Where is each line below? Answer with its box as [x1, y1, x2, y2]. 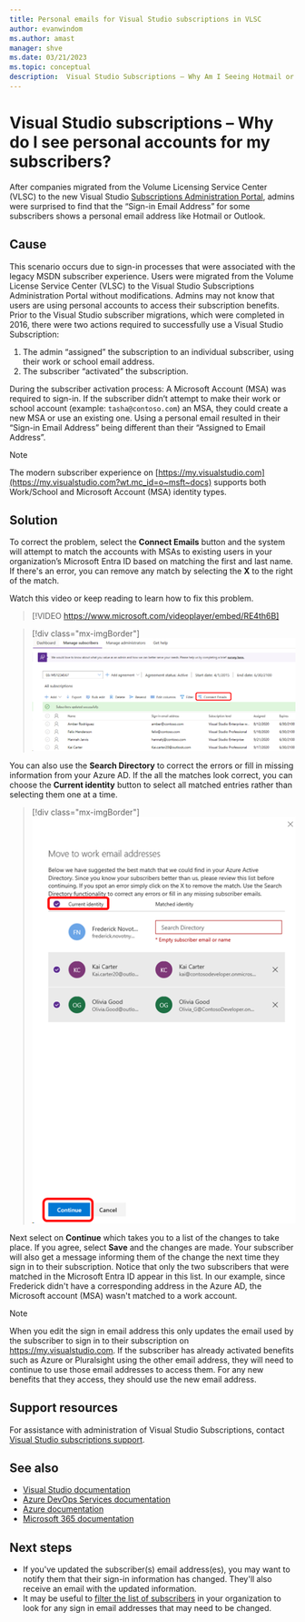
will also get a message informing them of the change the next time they [9, 1252, 280, 1262]
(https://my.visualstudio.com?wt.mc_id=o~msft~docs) [9, 476, 212, 487]
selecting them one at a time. [9, 788, 118, 800]
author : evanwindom [9, 24, 84, 34]
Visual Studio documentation [22, 1485, 131, 1495]
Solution [9, 512, 58, 528]
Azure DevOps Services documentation [22, 1494, 171, 1505]
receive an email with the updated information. [22, 1584, 197, 1595]
